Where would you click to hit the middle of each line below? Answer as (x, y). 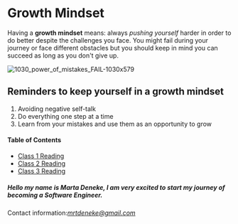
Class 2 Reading (42, 163)
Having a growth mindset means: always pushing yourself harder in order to (119, 33)
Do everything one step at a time (65, 116)
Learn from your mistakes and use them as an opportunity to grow (114, 124)
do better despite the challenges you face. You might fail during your (108, 40)
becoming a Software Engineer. (55, 195)
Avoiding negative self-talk (56, 109)
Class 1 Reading (41, 156)
